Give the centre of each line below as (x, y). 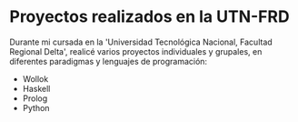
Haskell (36, 88)
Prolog (35, 98)
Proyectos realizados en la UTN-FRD (149, 17)
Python (36, 107)
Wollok (35, 78)
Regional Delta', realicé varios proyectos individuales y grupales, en (136, 51)
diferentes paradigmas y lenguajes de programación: (108, 61)
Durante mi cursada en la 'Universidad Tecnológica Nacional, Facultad (141, 42)
